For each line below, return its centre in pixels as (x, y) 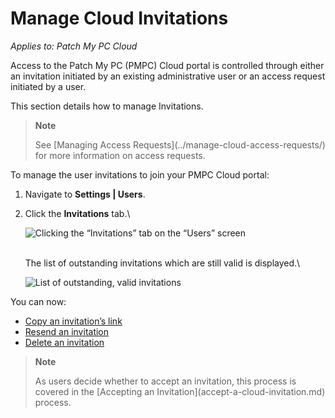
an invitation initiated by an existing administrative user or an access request (168, 76)
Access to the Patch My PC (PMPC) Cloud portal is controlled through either (167, 65)
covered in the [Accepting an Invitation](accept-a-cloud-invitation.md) (180, 391)
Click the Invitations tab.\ (77, 213)
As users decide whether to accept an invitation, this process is (165, 381)
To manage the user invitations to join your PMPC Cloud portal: (140, 174)
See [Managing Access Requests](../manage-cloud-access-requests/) (180, 144)
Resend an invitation (67, 331)
